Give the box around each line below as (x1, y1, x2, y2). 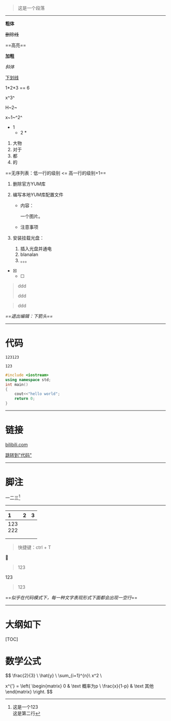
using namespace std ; (5, 377, 51, 382)
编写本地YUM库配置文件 (12, 192, 64, 197)
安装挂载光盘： (12, 235, 44, 241)
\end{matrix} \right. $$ (5, 689, 53, 695)
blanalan (20, 251, 39, 257)
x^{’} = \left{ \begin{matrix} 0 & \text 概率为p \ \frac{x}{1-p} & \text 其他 (5, 683, 154, 689)
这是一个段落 (17, 5, 45, 11)
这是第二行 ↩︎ (12, 710, 41, 716)
